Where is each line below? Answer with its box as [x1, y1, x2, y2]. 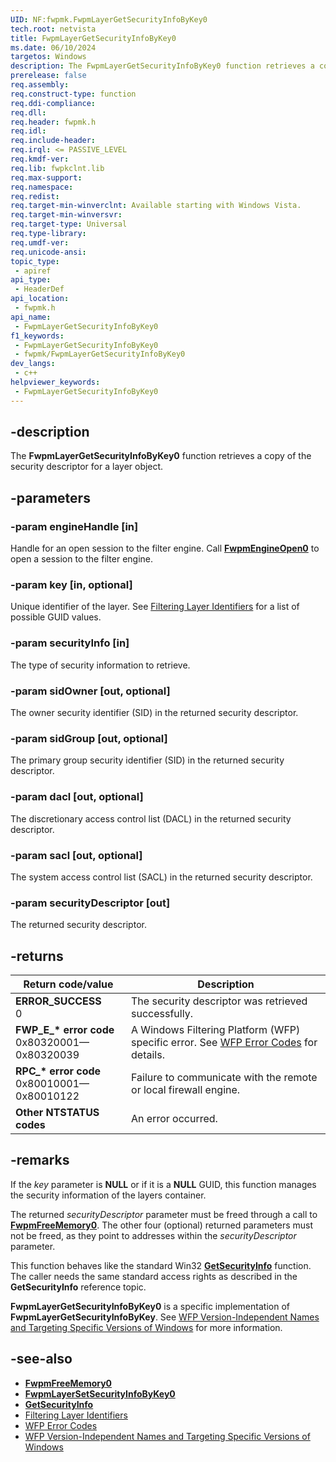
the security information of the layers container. [10, 1189, 207, 1201]
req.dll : [10, 107, 47, 118]
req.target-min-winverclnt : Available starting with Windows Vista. [10, 201, 302, 211]
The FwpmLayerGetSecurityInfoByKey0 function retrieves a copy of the [10, 450, 312, 462]
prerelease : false [10, 71, 87, 81]
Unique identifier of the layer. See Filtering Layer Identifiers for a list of [10, 601, 300, 613]
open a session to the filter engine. [10, 553, 154, 565]
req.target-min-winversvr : [10, 210, 123, 220]
